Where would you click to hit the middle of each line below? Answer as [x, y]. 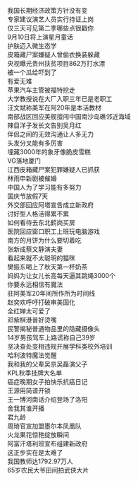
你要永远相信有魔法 [35, 284]
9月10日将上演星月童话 [40, 37]
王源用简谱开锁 [29, 390]
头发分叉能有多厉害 [35, 143]
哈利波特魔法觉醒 [32, 355]
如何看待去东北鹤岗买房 [41, 222]
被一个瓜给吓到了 [32, 72]
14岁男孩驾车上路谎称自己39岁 [52, 337]
